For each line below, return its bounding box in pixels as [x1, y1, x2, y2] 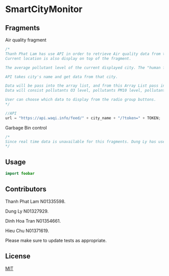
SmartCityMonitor [5, 4, 83, 15]
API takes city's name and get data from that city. [5, 74, 118, 79]
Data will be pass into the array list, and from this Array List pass [5, 83, 158, 89]
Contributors [5, 185, 47, 193]
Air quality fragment [5, 37, 47, 43]
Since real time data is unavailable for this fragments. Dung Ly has [5, 139, 156, 144]
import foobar [5, 171, 35, 176]
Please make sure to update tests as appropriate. [5, 237, 107, 243]
